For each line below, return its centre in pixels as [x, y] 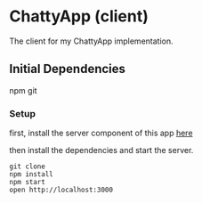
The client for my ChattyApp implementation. [91, 41]
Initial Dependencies [68, 69]
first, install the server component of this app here [101, 133]
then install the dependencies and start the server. [101, 150]
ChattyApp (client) [79, 16]
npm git [23, 90]
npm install [31, 175]
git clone [28, 166]
